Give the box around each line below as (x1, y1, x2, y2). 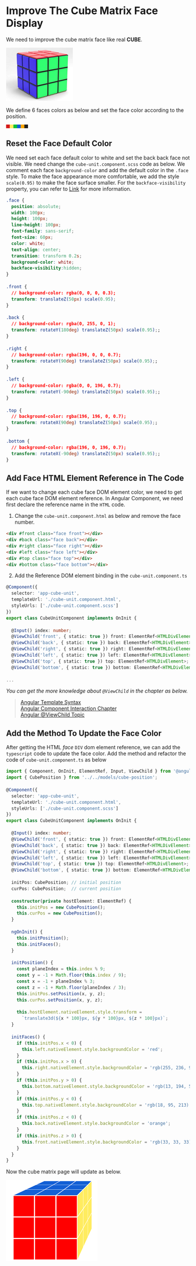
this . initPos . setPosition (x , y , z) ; (16, 991, 106, 997)
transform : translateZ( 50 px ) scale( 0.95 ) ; (11, 296, 116, 302)
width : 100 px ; (11, 210, 45, 216)
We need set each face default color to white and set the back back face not (6, 154, 190, 161)
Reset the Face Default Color (6, 139, 113, 149)
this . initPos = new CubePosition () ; (16, 904, 106, 910)
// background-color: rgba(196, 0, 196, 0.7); (11, 444, 127, 451)
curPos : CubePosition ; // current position (11, 886, 121, 892)
